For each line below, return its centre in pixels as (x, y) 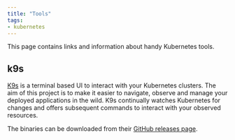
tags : (15, 20)
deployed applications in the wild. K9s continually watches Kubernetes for (114, 100)
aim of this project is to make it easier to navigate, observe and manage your (117, 93)
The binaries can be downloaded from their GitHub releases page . (102, 129)
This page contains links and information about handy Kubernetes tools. (111, 47)
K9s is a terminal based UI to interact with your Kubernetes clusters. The (112, 85)
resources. (23, 115)
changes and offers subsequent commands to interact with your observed (114, 108)
